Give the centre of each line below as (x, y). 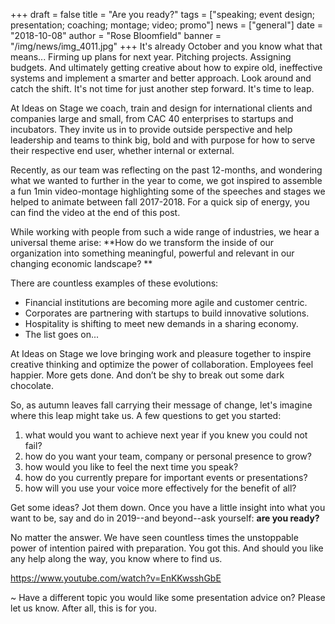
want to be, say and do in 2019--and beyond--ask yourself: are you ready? (165, 518)
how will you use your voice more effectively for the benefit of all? (160, 488)
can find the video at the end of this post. (95, 212)
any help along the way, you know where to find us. (116, 558)
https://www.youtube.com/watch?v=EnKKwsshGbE (116, 578)
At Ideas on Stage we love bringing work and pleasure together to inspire (161, 353)
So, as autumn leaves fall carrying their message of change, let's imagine (161, 405)
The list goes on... (62, 334)
